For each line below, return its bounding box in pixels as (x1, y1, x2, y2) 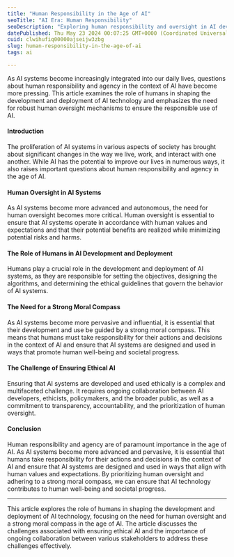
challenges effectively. (7, 542, 72, 550)
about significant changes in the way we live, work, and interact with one (7, 150, 217, 159)
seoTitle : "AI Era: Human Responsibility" (7, 17, 132, 24)
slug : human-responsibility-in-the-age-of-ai (7, 42, 141, 49)
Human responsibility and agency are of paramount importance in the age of (7, 440, 227, 449)
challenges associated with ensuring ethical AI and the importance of (7, 527, 206, 535)
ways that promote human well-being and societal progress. (7, 347, 180, 356)
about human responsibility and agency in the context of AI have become (7, 81, 217, 90)
